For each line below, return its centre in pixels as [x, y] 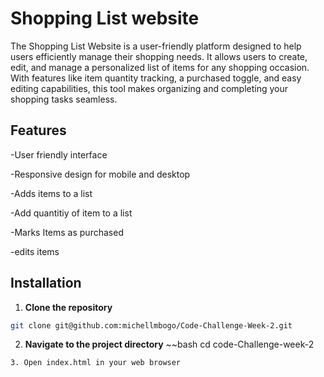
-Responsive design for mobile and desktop [100, 174]
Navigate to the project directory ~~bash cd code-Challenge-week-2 [169, 344]
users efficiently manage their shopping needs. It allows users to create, [159, 56]
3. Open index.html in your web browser [96, 363]
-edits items [35, 251]
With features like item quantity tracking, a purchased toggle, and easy [156, 78]
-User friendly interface [59, 154]
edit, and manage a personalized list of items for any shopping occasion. [160, 67]
